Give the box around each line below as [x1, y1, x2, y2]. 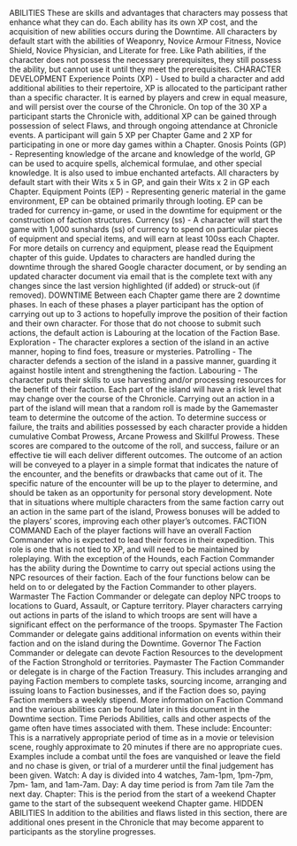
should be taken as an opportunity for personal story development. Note [9, 487, 272, 498]
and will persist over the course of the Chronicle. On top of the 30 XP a [9, 102, 268, 112]
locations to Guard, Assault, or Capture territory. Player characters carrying [9, 601, 283, 610]
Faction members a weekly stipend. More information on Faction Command [9, 695, 284, 705]
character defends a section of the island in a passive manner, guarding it [9, 356, 277, 366]
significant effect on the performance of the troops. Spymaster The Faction [9, 619, 283, 630]
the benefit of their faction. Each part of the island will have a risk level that [9, 384, 282, 394]
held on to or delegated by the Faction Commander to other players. [9, 582, 257, 592]
